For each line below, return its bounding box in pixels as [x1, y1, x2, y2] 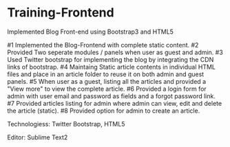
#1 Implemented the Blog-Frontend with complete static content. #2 [7, 41, 199, 49]
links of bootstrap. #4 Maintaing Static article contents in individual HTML [7, 63, 216, 71]
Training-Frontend [7, 5, 115, 21]
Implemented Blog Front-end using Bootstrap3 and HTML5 [7, 27, 174, 36]
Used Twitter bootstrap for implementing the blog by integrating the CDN [7, 55, 214, 63]
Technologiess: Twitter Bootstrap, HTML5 [7, 120, 125, 128]
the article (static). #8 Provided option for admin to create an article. [7, 106, 200, 115]
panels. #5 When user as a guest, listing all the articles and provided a [7, 77, 207, 85]
